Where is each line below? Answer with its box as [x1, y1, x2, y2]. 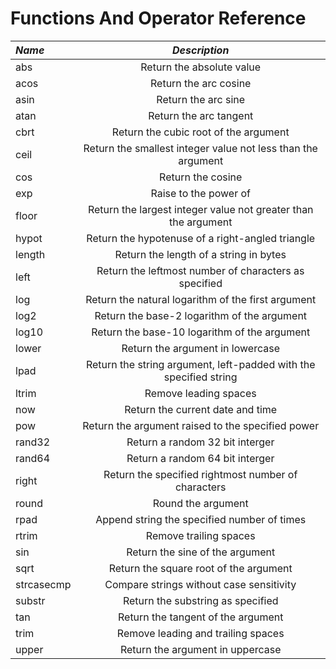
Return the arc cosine [150, 76, 252, 90]
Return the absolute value [140, 60, 262, 74]
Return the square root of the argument [108, 561, 293, 575]
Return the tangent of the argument [117, 610, 284, 624]
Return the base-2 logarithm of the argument [94, 308, 308, 322]
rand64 [15, 451, 51, 465]
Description [172, 43, 230, 57]
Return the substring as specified [122, 593, 279, 607]
